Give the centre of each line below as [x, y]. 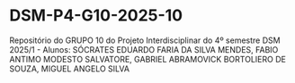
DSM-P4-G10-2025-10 [96, 16]
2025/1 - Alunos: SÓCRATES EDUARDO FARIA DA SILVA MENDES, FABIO [144, 49]
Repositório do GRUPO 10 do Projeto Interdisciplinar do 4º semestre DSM [145, 40]
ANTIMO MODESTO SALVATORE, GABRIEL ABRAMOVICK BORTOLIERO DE [147, 59]
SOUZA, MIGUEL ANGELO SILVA [70, 69]
